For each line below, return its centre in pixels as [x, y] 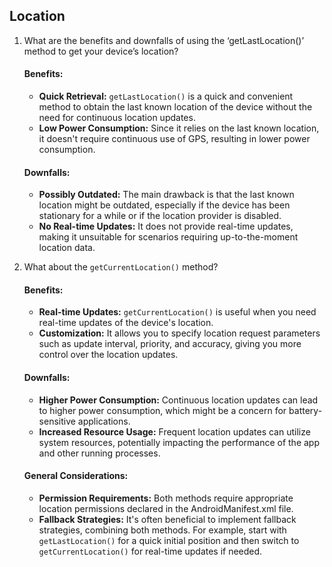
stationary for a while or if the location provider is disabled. [160, 216]
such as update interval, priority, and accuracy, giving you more [170, 344]
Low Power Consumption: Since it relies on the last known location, [179, 128]
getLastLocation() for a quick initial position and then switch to [169, 540]
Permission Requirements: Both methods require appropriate [166, 498]
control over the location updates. [108, 355]
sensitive [57, 421]
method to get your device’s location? [101, 51]
